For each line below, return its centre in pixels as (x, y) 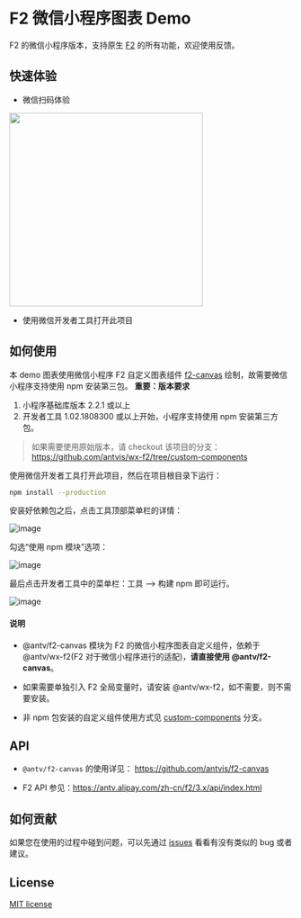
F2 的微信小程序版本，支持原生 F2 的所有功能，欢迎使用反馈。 (124, 45)
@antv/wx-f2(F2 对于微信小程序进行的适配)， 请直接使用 (126, 656)
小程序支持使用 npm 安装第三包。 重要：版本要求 (100, 386)
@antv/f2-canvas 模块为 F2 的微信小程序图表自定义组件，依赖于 (141, 645)
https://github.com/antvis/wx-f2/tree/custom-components (139, 456)
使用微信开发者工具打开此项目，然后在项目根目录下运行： (115, 475)
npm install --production (58, 492)
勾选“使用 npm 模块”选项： (59, 547)
